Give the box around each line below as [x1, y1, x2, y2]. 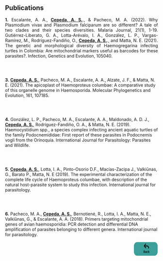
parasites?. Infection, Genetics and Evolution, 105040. [5, 53, 113, 59]
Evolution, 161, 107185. [5, 92, 49, 98]
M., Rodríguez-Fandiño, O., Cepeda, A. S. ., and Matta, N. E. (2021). [23, 37, 158, 43]
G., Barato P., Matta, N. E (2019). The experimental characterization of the [5, 171, 152, 177]
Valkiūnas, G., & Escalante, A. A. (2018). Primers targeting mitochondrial [5, 216, 148, 222]
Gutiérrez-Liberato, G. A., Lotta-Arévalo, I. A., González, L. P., [5, 32, 140, 38]
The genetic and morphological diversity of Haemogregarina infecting [5, 42, 158, 48]
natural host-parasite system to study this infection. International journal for [5, 182, 156, 188]
